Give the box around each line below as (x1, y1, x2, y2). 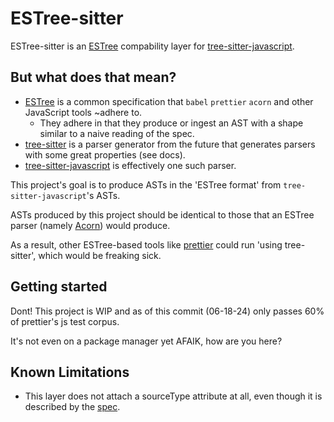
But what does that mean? (10, 69, 177, 86)
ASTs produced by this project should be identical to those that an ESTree (10, 208, 315, 221)
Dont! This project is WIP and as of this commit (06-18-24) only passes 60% (10, 305, 325, 317)
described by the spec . (24, 401, 121, 413)
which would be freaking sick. (38, 249, 162, 261)
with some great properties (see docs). (24, 148, 186, 161)
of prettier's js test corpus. (10, 315, 120, 327)
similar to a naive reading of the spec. (39, 127, 195, 139)
